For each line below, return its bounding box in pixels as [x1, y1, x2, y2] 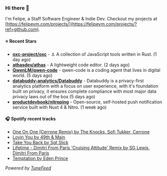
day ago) [12, 56, 31, 62]
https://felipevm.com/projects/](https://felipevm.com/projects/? [6, 21, 137, 27]
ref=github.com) [5, 26, 39, 32]
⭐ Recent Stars [5, 38, 37, 44]
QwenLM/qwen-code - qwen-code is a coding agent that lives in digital [12, 67, 161, 73]
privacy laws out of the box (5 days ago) [12, 93, 96, 99]
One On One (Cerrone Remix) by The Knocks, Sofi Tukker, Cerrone [12, 129, 150, 135]
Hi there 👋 [5, 4, 30, 11]
